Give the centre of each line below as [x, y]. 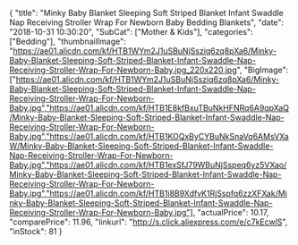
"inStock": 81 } [36, 231]
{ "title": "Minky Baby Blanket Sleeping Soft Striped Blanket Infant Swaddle [147, 13]
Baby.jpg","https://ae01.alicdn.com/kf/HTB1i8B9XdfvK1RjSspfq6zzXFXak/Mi [149, 193]
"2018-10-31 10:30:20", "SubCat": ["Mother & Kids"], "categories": [131, 32]
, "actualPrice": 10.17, [231, 212]
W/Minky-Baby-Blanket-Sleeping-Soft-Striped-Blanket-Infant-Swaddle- [141, 146]
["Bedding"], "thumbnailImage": [68, 41]
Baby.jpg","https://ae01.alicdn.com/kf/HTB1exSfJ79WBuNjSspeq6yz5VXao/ [148, 165]
